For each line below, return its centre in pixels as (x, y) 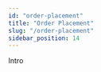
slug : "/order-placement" (51, 30)
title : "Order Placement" (51, 23)
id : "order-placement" (46, 16)
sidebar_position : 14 (44, 38)
